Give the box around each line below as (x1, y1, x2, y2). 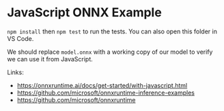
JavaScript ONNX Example (7, 5, 162, 20)
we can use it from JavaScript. (7, 54, 94, 63)
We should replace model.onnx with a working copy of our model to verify (7, 48, 213, 56)
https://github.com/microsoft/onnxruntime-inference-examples (16, 89, 195, 97)
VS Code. (7, 34, 34, 42)
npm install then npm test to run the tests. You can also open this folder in (7, 27, 217, 35)
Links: (7, 68, 24, 76)
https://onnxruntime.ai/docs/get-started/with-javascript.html (16, 81, 188, 89)
